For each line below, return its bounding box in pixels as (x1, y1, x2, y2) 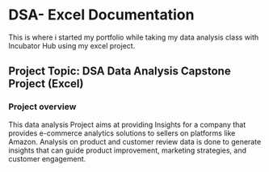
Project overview (8, 101, 77, 112)
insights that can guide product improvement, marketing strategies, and (8, 145, 247, 155)
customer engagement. (8, 153, 86, 163)
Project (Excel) (8, 77, 84, 90)
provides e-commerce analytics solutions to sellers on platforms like (8, 128, 236, 138)
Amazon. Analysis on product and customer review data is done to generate (8, 136, 262, 146)
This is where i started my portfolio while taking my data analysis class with (8, 32, 259, 42)
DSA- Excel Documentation (8, 6, 195, 24)
